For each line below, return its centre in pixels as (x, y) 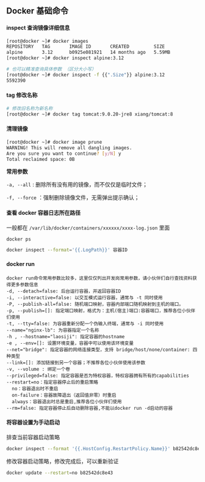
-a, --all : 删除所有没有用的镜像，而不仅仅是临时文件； (77, 185)
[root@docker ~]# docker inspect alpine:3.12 (65, 58)
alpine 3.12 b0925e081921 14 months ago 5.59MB (88, 53)
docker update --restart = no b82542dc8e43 (60, 473)
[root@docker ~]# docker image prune (54, 142)
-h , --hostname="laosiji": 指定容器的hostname (66, 336)
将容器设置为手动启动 (33, 422)
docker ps (19, 239)
